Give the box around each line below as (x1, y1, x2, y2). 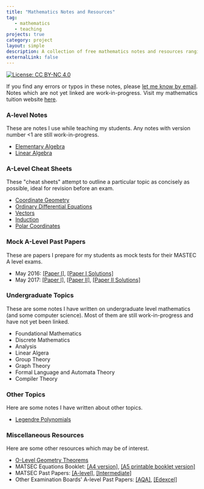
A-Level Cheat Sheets (6, 164, 72, 173)
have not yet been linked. (6, 317, 70, 325)
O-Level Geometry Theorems (15, 457, 89, 464)
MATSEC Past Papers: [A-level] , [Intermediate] (15, 470, 132, 477)
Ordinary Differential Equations (15, 203, 92, 210)
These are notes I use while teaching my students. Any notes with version (6, 124, 191, 131)
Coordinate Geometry (15, 196, 70, 204)
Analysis (15, 342, 37, 350)
